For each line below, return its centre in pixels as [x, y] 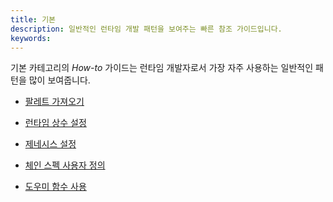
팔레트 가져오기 [54, 102]
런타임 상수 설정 [55, 123]
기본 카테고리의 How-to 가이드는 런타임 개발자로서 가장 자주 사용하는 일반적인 [162, 68]
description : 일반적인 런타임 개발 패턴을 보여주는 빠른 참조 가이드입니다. [146, 29]
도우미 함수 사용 [55, 187]
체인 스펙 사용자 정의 [65, 165]
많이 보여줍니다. [59, 80]
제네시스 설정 [50, 144]
